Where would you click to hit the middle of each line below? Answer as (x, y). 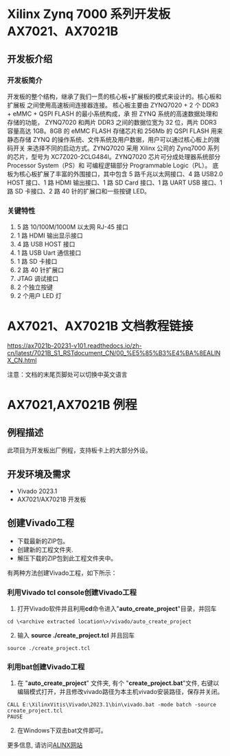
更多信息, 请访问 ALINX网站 (45, 745)
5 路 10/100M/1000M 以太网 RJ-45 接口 (73, 227)
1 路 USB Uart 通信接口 (49, 253)
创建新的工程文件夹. (45, 549)
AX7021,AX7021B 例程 (72, 405)
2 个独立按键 (35, 287)
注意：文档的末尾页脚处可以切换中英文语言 (67, 375)
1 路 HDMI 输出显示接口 (50, 235)
